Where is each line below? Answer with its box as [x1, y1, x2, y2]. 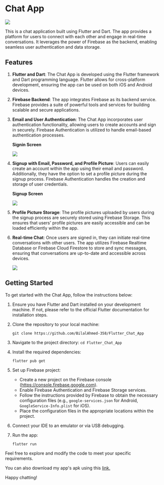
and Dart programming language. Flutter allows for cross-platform [12, 77, 145, 82]
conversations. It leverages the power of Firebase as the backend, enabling [5, 39, 157, 45]
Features [5, 58, 33, 67]
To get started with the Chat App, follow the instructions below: [5, 292, 133, 297]
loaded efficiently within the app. [12, 225, 79, 231]
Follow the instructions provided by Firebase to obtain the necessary [19, 392, 158, 398]
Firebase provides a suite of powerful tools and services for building [12, 102, 150, 108]
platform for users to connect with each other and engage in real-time [5, 33, 146, 39]
